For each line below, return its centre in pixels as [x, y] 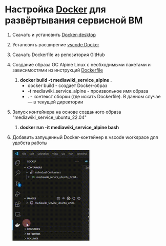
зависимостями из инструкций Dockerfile [58, 70]
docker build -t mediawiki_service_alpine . [66, 80]
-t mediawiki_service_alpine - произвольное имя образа [88, 91]
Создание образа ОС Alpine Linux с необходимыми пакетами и [81, 64]
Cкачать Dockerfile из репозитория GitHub [59, 55]
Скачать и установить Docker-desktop [54, 34]
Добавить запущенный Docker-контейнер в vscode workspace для [85, 137]
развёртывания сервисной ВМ [74, 20]
